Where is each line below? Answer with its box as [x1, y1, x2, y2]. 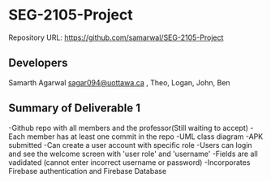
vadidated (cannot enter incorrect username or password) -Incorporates [8, 157, 251, 167]
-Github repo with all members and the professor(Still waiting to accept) [8, 123, 249, 132]
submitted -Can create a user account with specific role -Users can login [8, 140, 253, 149]
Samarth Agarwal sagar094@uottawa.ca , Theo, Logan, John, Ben [8, 77, 230, 87]
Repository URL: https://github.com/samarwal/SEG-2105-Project [8, 32, 224, 42]
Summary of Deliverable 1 [8, 102, 140, 115]
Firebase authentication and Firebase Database [8, 166, 167, 175]
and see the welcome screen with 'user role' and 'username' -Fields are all [8, 149, 258, 158]
